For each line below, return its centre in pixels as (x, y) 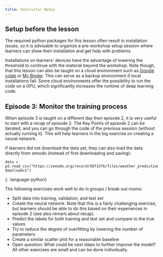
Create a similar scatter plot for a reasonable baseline (65, 240)
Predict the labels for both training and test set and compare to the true (83, 219)
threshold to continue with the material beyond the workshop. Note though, (80, 65)
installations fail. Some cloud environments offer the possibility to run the (78, 81)
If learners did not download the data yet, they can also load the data (74, 148)
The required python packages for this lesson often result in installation (76, 41)
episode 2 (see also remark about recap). (53, 214)
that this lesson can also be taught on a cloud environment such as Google (80, 71)
